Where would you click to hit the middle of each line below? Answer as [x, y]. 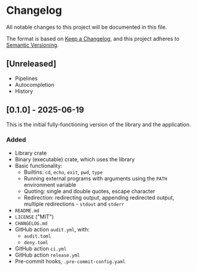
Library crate [31, 153]
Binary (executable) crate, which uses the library [75, 159]
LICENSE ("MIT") [34, 216]
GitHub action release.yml [47, 255]
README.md [27, 210]
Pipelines [26, 78]
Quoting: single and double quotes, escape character [90, 191]
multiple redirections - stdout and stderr [74, 204]
